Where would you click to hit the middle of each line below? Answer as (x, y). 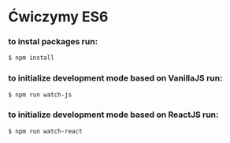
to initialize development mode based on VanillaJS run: (115, 78)
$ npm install (32, 58)
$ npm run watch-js (40, 95)
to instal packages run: (53, 42)
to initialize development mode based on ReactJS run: (113, 115)
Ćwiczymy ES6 (58, 17)
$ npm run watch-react (45, 131)
